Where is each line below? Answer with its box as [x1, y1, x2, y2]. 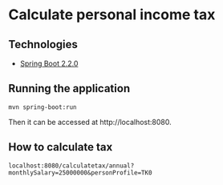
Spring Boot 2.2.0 [19, 58, 79, 68]
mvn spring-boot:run [8, 103, 78, 111]
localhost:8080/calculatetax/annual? [8, 162, 135, 170]
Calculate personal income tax [8, 6, 216, 24]
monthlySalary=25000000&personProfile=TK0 [8, 168, 152, 177]
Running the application [8, 82, 131, 95]
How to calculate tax [8, 140, 113, 154]
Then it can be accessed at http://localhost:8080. [8, 117, 172, 127]
